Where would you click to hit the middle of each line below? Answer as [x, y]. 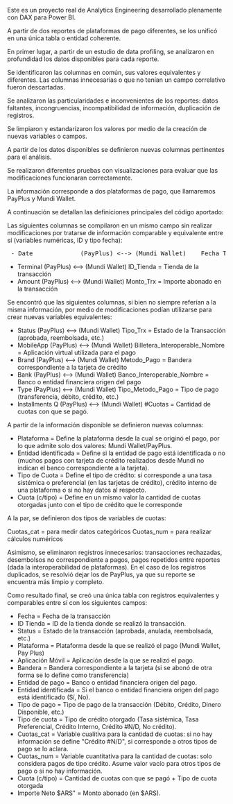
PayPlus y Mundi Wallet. [42, 198]
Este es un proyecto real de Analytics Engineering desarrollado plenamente [115, 10]
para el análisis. [29, 157]
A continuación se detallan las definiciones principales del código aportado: [115, 212]
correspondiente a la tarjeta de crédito [72, 367]
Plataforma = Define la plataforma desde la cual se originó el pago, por [118, 438]
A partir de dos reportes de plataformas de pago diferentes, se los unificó [112, 31]
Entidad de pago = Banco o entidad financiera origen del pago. [107, 682]
